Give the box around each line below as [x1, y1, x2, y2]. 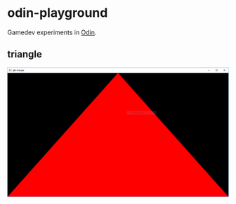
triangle [7, 48, 42, 60]
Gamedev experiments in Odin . [7, 28, 97, 36]
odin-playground [7, 5, 108, 21]
